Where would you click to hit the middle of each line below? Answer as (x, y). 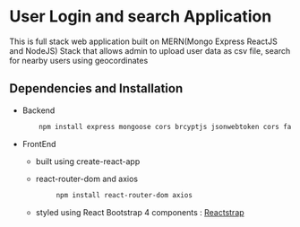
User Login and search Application (141, 17)
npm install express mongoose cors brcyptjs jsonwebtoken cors (159, 127)
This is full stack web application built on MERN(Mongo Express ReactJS (143, 41)
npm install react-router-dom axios (124, 195)
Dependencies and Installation (96, 88)
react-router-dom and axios (87, 179)
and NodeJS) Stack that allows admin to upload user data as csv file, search (150, 50)
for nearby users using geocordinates (79, 60)
